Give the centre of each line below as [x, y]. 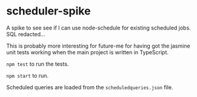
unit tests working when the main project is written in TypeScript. [87, 52]
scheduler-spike [48, 11]
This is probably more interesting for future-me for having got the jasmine [98, 46]
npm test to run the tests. [38, 64]
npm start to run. [28, 75]
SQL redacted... [26, 34]
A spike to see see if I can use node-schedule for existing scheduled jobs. [98, 28]
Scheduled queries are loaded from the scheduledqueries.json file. [90, 87]
